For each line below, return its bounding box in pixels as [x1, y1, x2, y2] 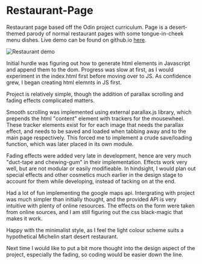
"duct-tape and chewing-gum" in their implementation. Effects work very [6, 158, 188, 165]
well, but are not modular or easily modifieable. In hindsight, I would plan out [6, 165, 196, 172]
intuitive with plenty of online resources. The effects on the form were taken [6, 202, 195, 209]
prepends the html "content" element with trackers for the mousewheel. [6, 115, 185, 122]
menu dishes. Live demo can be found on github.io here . [6, 36, 147, 43]
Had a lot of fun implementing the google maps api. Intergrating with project [6, 189, 195, 196]
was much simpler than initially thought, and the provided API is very [6, 195, 177, 203]
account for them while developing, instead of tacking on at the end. [6, 177, 176, 185]
